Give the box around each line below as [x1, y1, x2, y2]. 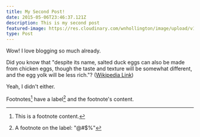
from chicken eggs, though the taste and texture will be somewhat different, [6, 65, 192, 72]
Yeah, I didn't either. [6, 83, 55, 90]
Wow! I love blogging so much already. [6, 47, 101, 54]
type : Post [6, 31, 33, 37]
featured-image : [6, 25, 46, 32]
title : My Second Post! [6, 8, 65, 15]
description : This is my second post [6, 20, 100, 26]
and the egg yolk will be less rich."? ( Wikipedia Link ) [6, 71, 134, 79]
